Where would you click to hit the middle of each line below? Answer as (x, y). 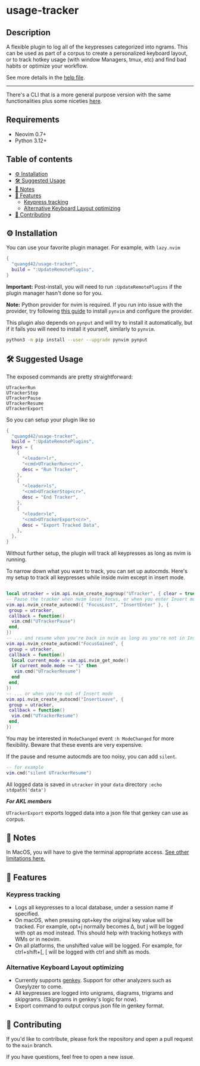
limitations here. (26, 859)
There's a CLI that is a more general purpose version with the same (89, 94)
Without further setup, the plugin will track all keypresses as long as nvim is (99, 553)
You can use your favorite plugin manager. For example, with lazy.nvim (93, 248)
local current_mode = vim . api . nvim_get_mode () (70, 660)
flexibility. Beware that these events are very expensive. (74, 744)
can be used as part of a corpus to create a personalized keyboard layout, (97, 53)
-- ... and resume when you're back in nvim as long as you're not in (96, 638)
